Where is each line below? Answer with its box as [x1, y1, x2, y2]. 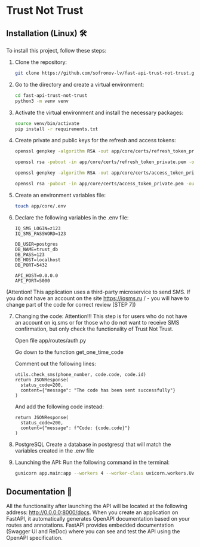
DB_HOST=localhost [14, 256, 61, 263]
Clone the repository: [14, 59, 67, 66]
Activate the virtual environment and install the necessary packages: [14, 109, 184, 116]
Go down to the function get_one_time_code [14, 348, 124, 356]
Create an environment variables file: [14, 191, 106, 198]
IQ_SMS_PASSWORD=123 [14, 231, 66, 237]
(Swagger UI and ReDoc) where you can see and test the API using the [6, 528, 180, 535]
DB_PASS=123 [14, 252, 45, 258]
